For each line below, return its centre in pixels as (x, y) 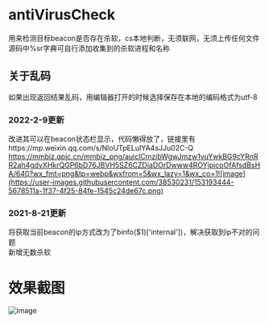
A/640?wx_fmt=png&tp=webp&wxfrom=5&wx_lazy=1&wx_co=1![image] (127, 174)
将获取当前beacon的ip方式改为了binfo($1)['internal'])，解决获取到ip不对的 (130, 232)
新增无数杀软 (29, 252)
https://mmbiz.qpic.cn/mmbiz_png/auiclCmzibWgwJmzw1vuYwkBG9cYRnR (134, 157)
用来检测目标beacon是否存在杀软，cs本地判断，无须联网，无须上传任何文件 (134, 38)
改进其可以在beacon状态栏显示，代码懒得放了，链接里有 (102, 139)
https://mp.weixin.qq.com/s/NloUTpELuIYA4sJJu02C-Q (101, 148)
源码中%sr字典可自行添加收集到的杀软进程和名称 (89, 48)
